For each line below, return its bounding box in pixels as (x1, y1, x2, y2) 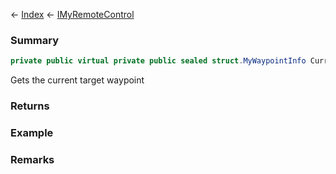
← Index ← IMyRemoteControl (10, 9, 135, 20)
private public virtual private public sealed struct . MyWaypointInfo (10, 56, 307, 66)
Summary (10, 33, 60, 47)
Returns (10, 99, 50, 113)
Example (10, 126, 54, 140)
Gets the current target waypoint (10, 74, 145, 86)
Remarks (10, 152, 55, 166)
